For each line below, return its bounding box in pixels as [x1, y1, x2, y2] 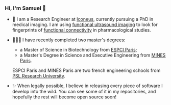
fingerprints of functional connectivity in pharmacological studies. [12, 27, 151, 33]
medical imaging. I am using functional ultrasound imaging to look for [12, 21, 158, 28]
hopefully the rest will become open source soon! [12, 94, 117, 100]
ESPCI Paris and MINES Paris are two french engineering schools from [12, 67, 161, 73]
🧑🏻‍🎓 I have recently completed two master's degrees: [12, 37, 126, 43]
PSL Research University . [12, 73, 66, 79]
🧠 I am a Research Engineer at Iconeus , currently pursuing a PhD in [12, 16, 154, 22]
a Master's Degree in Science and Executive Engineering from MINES [19, 52, 166, 58]
